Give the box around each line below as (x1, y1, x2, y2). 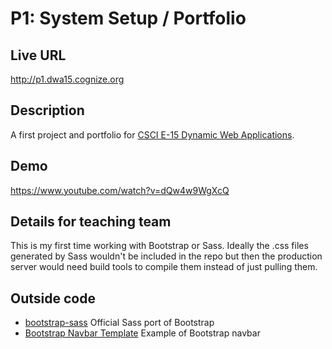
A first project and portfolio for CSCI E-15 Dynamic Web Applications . (10, 128, 295, 141)
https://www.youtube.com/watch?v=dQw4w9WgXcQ (10, 184, 230, 196)
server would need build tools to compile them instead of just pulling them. (10, 261, 318, 273)
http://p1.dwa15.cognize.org (10, 73, 125, 85)
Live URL (10, 47, 67, 64)
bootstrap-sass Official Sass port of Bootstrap (24, 317, 215, 329)
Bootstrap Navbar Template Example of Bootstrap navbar (24, 327, 261, 339)
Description (10, 102, 85, 119)
